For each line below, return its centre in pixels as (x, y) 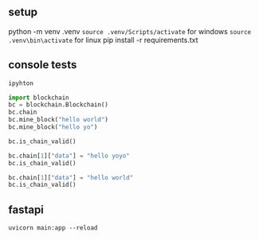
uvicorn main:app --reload (53, 228)
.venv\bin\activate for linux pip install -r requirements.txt (103, 40)
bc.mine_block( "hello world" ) (59, 120)
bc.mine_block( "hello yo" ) (53, 127)
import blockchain (39, 98)
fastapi (26, 209)
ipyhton (21, 83)
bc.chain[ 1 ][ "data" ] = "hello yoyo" (69, 156)
